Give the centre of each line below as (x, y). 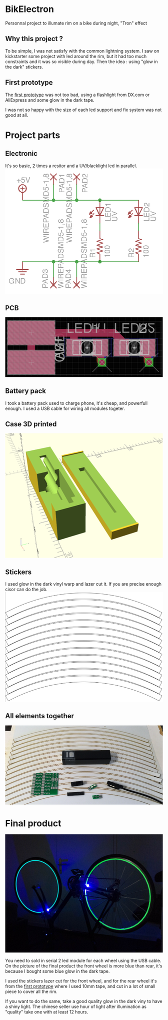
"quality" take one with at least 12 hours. (47, 1012)
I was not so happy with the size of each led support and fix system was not (83, 110)
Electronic (21, 154)
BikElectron (29, 9)
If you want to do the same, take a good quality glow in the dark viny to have (84, 1001)
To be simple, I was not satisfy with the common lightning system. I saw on (82, 51)
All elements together (39, 716)
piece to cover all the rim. (31, 991)
